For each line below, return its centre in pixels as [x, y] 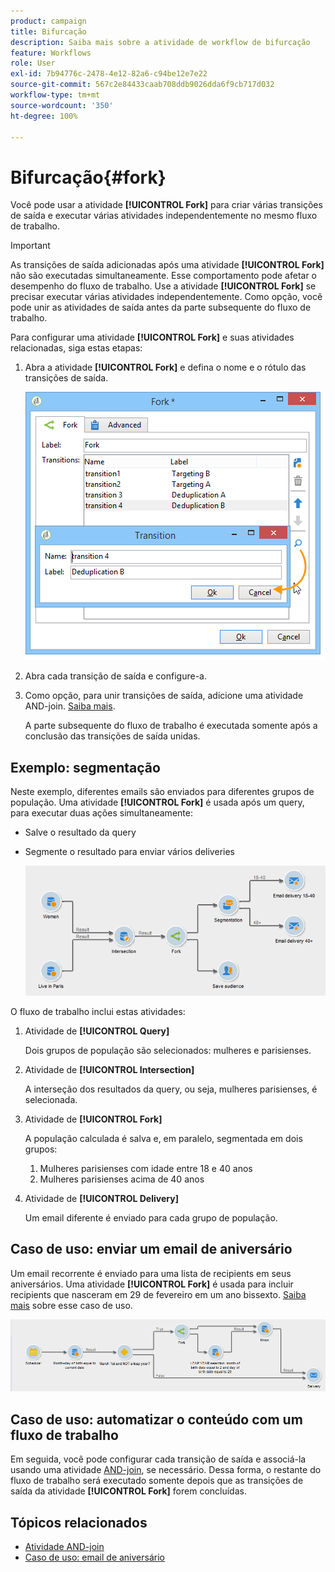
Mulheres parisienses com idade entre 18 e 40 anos [146, 1168]
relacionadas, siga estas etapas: [76, 348]
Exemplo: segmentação [85, 767]
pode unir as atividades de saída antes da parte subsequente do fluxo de [161, 307]
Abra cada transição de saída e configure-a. [115, 676]
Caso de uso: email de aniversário [94, 1557]
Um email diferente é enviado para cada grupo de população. [151, 1217]
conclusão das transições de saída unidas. [112, 736]
